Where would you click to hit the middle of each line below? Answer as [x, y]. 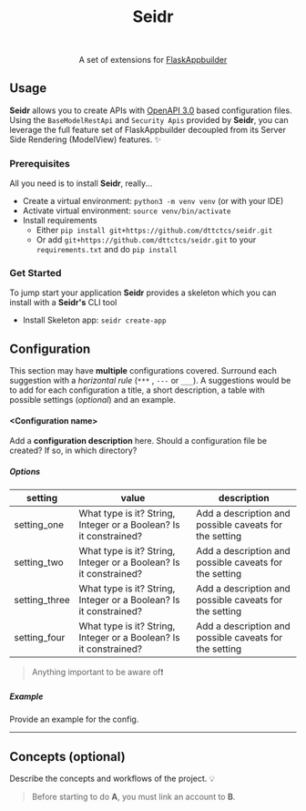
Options [25, 471]
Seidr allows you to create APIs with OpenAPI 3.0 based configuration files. [151, 110]
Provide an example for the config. [74, 719]
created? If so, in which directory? [73, 451]
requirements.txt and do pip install [107, 250]
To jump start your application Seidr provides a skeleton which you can [143, 293]
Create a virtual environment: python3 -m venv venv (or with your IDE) [153, 201]
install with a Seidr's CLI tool [63, 303]
